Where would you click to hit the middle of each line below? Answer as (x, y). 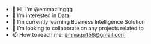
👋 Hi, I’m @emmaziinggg (42, 9)
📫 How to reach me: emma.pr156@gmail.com (69, 35)
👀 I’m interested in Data (41, 15)
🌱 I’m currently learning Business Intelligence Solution (78, 22)
